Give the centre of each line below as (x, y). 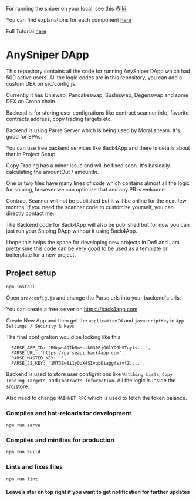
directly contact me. (30, 213)
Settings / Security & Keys (40, 326)
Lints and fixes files (35, 467)
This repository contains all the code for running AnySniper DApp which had (98, 71)
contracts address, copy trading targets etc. (59, 119)
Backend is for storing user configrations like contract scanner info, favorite (97, 112)
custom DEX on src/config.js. (41, 83)
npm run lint (22, 479)
